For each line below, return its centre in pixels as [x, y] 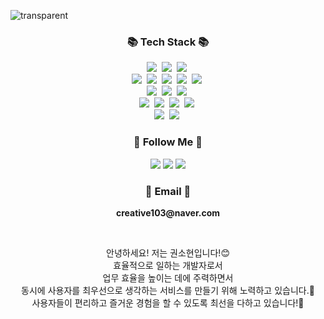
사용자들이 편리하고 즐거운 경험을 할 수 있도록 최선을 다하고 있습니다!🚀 [168, 302]
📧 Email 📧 [168, 191]
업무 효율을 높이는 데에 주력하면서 [168, 277]
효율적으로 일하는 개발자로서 [168, 265]
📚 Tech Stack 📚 [168, 42]
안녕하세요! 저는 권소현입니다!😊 [168, 252]
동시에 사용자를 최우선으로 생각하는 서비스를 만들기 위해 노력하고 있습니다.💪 [168, 290]
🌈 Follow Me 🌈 [168, 142]
